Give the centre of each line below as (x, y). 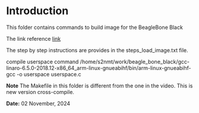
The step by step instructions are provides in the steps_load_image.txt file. (97, 50)
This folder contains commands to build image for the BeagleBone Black (94, 27)
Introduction (37, 11)
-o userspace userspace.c (49, 74)
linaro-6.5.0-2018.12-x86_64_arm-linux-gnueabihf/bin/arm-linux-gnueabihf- (99, 68)
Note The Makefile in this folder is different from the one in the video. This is (99, 85)
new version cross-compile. (40, 92)
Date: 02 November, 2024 (38, 103)
